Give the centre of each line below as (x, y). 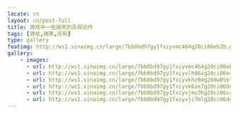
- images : (35, 60)
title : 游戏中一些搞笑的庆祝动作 (50, 27)
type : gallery (28, 40)
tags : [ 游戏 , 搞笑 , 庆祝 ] (39, 34)
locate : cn (23, 14)
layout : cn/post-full (39, 21)
